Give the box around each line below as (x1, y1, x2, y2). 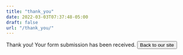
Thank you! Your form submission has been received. (6, 42, 136, 49)
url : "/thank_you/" (6, 25, 54, 31)
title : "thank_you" (6, 8, 54, 15)
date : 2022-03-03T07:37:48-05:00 (6, 14, 89, 20)
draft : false (6, 19, 38, 25)
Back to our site (139, 42, 174, 49)
